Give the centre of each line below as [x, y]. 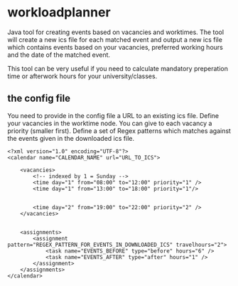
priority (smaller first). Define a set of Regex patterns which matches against [119, 131]
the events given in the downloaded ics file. [71, 138]
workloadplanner [59, 12]
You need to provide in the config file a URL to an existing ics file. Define [113, 115]
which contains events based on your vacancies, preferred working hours [115, 47]
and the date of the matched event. [59, 55]
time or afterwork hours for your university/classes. [82, 76]
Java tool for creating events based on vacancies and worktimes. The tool [116, 32]
